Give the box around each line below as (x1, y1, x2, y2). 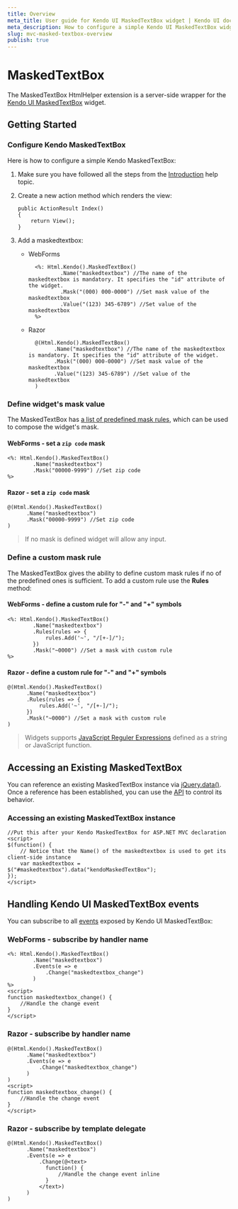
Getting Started (7, 118, 77, 131)
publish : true (7, 37, 50, 44)
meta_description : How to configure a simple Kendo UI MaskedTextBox (7, 23, 217, 30)
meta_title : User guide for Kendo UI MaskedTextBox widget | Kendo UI (7, 17, 220, 24)
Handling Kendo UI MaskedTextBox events (7, 898, 200, 910)
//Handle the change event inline (57, 1171, 160, 1178)
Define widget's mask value (7, 399, 106, 408)
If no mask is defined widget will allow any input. (24, 535, 166, 543)
